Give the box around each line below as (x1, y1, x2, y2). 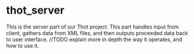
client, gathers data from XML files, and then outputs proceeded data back (6, 29, 188, 36)
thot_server (6, 4, 65, 17)
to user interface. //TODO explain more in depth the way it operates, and (6, 36, 182, 43)
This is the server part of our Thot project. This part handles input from (6, 23, 179, 30)
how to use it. (6, 42, 40, 49)
